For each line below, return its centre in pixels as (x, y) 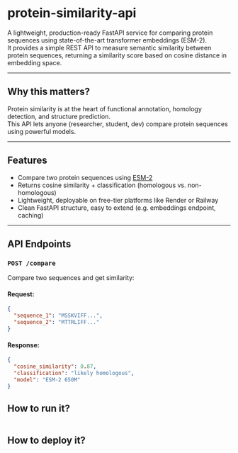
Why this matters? (49, 92)
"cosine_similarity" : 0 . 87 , (55, 367)
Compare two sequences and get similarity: (71, 278)
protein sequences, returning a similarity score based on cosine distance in (117, 55)
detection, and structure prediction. (59, 116)
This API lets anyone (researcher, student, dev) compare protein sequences (118, 124)
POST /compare (32, 263)
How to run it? (39, 408)
